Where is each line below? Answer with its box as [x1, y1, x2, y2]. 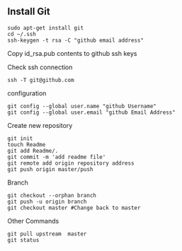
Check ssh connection [7, 63, 73, 71]
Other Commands [7, 216, 59, 225]
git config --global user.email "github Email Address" [7, 109, 176, 116]
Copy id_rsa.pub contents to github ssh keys [7, 49, 137, 57]
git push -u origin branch [7, 198, 87, 205]
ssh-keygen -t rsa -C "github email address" [7, 37, 144, 44]
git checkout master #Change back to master [7, 204, 141, 211]
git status [7, 236, 40, 243]
